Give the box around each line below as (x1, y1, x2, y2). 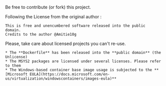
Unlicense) (5, 54, 28, 59)
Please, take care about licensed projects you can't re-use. (5, 41, 126, 46)
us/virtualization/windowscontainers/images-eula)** (5, 76, 117, 81)
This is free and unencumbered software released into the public (5, 23, 146, 28)
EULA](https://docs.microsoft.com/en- (29, 72, 110, 77)
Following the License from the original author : (5, 14, 102, 19)
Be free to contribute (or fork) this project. (5, 4, 91, 10)
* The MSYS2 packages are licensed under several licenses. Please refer (5, 59, 162, 64)
